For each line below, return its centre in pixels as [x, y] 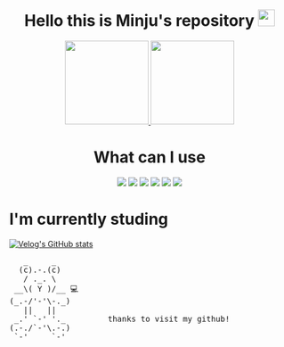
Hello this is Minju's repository [140, 21]
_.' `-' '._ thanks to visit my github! [122, 318]
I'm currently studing [89, 219]
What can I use [150, 157]
